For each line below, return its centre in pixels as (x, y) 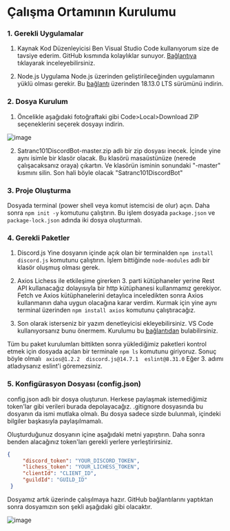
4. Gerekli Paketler (39, 238)
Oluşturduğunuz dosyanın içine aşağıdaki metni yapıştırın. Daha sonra (106, 434)
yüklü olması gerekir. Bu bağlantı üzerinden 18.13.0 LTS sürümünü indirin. (120, 84)
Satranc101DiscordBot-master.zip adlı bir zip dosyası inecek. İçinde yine (119, 150)
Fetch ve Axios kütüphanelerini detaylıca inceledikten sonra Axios (110, 295)
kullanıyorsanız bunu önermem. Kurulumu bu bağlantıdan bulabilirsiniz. (117, 331)
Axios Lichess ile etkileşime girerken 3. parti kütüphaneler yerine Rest (116, 281)
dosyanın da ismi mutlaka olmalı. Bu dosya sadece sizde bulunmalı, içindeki (114, 413)
